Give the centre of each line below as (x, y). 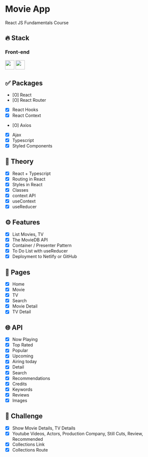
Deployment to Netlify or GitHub (45, 257)
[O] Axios (22, 125)
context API (24, 196)
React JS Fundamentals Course (37, 23)
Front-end (17, 52)
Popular (20, 350)
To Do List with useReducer (40, 251)
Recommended (27, 439)
